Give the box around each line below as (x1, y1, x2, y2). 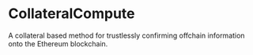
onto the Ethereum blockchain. (8, 38, 108, 48)
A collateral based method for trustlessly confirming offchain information (8, 31, 245, 40)
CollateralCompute (8, 5, 136, 23)
